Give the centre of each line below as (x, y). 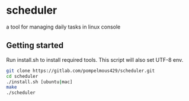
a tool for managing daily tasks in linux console (63, 27)
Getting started (35, 45)
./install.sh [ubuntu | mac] (39, 82)
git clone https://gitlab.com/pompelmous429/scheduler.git (81, 71)
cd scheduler (22, 76)
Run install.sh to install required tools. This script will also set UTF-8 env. (95, 59)
